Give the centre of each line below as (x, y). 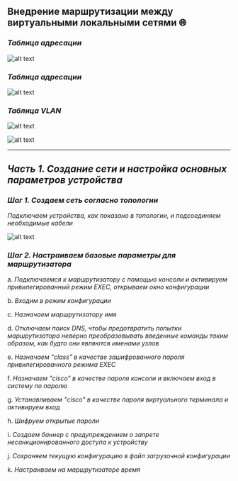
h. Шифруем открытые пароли (53, 421)
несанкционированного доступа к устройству (78, 442)
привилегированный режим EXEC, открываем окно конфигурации (108, 287)
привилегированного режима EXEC (62, 365)
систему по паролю (38, 386)
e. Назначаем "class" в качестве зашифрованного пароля (96, 357)
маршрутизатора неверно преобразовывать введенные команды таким (118, 336)
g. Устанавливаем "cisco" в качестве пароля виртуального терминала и (118, 399)
